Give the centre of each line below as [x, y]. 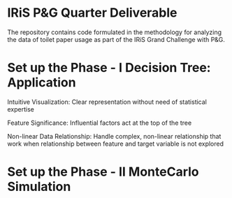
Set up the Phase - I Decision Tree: [109, 68]
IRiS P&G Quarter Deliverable [92, 13]
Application [42, 83]
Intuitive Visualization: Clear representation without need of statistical [107, 102]
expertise [21, 109]
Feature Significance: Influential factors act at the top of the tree [100, 123]
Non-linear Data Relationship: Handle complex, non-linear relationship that [114, 136]
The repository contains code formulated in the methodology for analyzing [115, 32]
